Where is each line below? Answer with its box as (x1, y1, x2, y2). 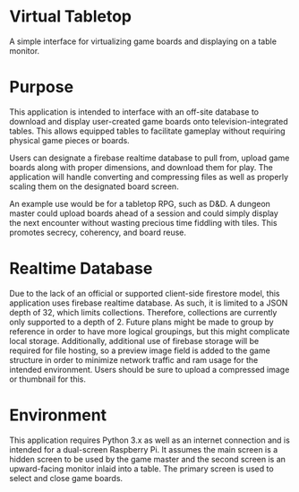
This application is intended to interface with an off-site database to (9, 106, 260, 117)
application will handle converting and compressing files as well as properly (9, 171, 289, 182)
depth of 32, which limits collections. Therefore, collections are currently (9, 306, 278, 317)
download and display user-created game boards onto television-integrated (9, 116, 288, 126)
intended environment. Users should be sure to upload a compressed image (9, 364, 290, 375)
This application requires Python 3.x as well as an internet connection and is (9, 435, 291, 445)
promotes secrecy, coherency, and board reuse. (9, 227, 186, 237)
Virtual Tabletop (9, 6, 132, 27)
